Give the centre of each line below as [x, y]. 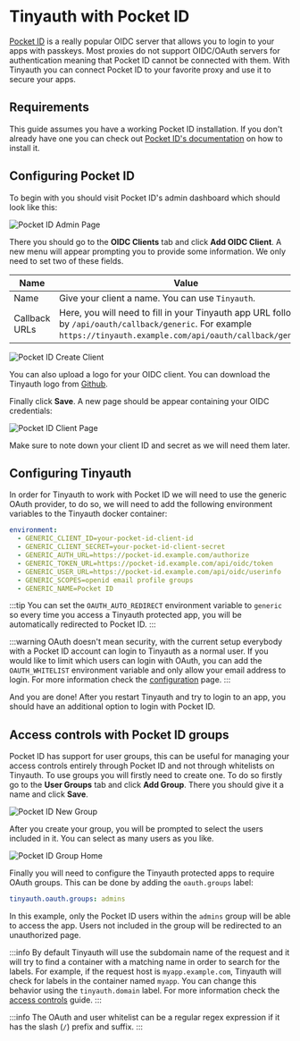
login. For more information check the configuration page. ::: [120, 680]
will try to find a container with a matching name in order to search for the [145, 962]
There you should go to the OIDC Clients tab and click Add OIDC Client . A [146, 241]
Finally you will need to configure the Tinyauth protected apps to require [142, 873]
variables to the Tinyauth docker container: [88, 514]
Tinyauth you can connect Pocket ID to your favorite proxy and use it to [140, 70]
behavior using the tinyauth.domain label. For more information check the [145, 991]
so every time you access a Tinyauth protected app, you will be [126, 615]
